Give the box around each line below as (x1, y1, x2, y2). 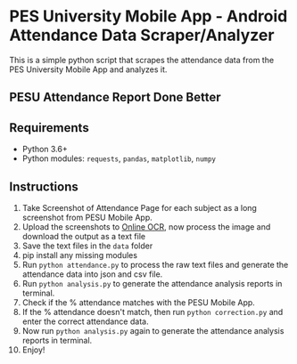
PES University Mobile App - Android (9, 6, 288, 27)
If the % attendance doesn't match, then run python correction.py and (21, 306, 284, 317)
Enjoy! (21, 344, 45, 355)
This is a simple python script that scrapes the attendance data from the (9, 54, 275, 65)
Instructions (9, 179, 78, 194)
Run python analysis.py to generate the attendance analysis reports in (21, 278, 283, 288)
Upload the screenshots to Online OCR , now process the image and (21, 221, 271, 232)
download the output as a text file (21, 231, 145, 241)
